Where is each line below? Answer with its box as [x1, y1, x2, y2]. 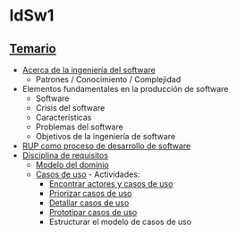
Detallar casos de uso [48, 197, 130, 208]
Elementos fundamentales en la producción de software [21, 84, 229, 94]
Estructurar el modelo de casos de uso [48, 216, 192, 227]
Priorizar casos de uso [48, 188, 132, 198]
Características [35, 113, 92, 122]
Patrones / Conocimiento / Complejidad [35, 74, 182, 85]
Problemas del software [35, 121, 123, 132]
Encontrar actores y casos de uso [48, 179, 174, 188]
